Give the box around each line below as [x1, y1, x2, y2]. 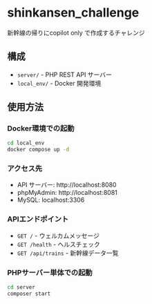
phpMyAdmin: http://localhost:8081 [17, 189, 117, 197]
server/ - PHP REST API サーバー [17, 70, 112, 79]
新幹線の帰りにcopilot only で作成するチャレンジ [7, 28, 145, 37]
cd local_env [7, 140, 45, 146]
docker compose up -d [7, 146, 70, 153]
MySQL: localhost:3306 [17, 196, 85, 205]
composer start [7, 290, 51, 297]
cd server [7, 284, 36, 291]
